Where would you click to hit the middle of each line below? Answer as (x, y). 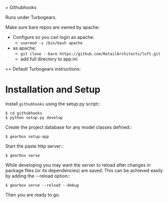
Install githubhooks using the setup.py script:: (53, 104)
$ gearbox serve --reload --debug (42, 185)
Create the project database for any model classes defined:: (69, 127)
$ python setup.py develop (34, 117)
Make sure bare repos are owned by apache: (52, 27)
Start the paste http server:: (35, 146)
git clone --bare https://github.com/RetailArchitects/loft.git (90, 54)
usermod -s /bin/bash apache (51, 43)
